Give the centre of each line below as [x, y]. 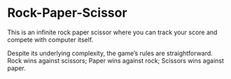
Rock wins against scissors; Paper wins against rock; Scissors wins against [115, 60]
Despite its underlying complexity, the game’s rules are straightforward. [110, 53]
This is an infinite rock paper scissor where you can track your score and [112, 32]
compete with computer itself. [50, 39]
